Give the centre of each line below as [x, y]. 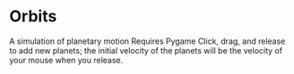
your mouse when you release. [66, 60]
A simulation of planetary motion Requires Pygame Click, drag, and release [147, 41]
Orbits [33, 16]
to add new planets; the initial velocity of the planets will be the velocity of [146, 50]
